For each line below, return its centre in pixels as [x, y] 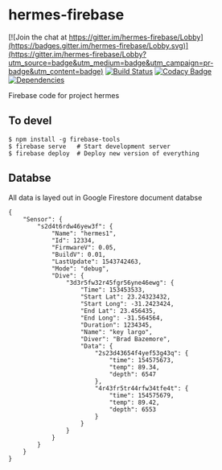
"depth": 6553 [133, 409]
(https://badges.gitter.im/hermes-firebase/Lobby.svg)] [99, 45]
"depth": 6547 [133, 374]
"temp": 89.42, [134, 402]
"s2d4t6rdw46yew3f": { [75, 226]
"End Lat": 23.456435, [118, 311]
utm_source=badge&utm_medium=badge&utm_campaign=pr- [111, 63]
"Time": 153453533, [113, 290]
